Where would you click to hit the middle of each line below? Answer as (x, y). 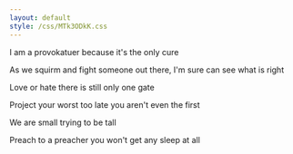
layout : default (40, 18)
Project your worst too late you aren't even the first (105, 104)
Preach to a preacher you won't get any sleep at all (105, 140)
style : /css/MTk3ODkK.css (58, 26)
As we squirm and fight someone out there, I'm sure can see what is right (147, 70)
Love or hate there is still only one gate (82, 87)
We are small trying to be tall (63, 122)
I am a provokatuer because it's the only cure (94, 52)
